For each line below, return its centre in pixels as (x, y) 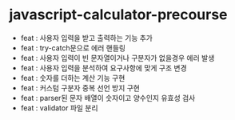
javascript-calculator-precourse (118, 15)
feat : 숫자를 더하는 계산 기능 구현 (73, 78)
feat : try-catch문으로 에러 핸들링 (73, 48)
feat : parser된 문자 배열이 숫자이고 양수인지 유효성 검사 (108, 98)
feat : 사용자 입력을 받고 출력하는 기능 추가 (86, 38)
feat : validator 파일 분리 (59, 108)
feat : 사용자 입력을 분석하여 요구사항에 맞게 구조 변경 (104, 68)
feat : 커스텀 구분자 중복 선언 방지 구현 (80, 88)
